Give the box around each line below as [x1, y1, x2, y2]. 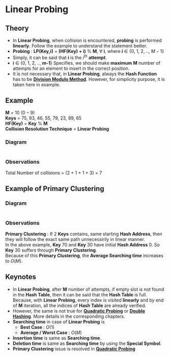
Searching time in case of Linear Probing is [12, 318, 105, 324]
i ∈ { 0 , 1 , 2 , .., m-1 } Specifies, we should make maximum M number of [12, 60, 161, 66]
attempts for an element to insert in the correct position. [12, 65, 130, 71]
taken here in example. [12, 81, 60, 88]
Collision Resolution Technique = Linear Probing [5, 126, 109, 132]
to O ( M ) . [5, 258, 23, 264]
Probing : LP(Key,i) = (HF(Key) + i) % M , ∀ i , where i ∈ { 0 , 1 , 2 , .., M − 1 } [12, 48, 164, 54]
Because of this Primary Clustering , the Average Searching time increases [5, 253, 164, 259]
